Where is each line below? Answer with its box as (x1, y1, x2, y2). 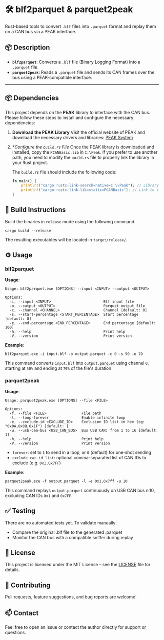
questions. (5, 630, 26, 636)
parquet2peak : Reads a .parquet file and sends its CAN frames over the (12, 69, 155, 75)
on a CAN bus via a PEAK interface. (5, 28, 77, 34)
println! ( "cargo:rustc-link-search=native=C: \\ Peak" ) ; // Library (21, 183, 159, 188)
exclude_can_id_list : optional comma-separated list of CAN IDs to (12, 454, 146, 460)
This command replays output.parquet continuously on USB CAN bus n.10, (5, 487, 155, 493)
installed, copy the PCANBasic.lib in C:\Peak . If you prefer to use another (12, 149, 158, 155)
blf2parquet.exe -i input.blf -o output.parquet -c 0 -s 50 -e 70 (5, 351, 143, 356)
